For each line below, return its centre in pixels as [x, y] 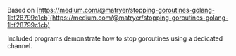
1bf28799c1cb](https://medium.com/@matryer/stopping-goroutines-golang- [118, 17]
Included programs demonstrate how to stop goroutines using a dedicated [115, 38]
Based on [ [23, 10]
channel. [20, 46]
